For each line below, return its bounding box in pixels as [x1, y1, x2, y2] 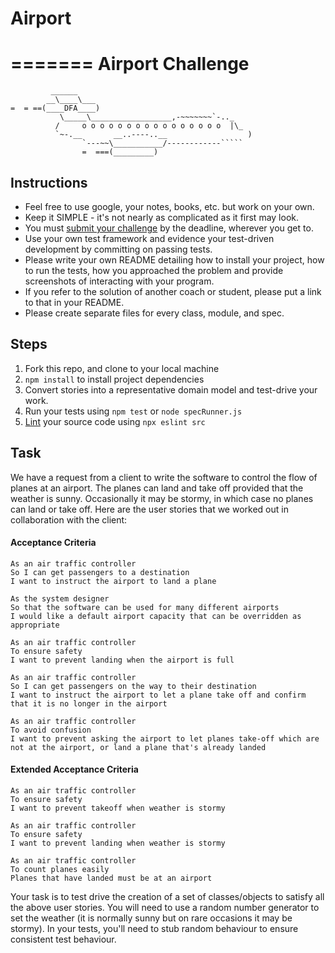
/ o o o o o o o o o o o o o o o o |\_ [54, 121, 244, 131]
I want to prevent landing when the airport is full [10, 655, 235, 665]
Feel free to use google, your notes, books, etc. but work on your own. [24, 200, 315, 212]
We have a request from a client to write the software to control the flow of [10, 471, 318, 483]
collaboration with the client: [10, 513, 128, 526]
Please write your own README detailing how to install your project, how [24, 253, 325, 266]
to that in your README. [24, 296, 125, 308]
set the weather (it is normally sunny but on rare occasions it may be [10, 912, 293, 924]
